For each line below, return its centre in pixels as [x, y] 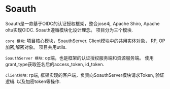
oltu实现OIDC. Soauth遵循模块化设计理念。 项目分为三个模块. [69, 30]
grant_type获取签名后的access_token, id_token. [55, 64]
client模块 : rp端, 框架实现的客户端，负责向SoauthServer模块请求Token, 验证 [85, 75]
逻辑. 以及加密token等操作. [33, 81]
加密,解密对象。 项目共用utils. [36, 47]
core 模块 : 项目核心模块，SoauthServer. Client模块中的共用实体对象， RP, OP [85, 41]
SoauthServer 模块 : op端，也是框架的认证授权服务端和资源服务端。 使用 [79, 58]
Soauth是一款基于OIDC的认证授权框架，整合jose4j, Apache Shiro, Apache [82, 23]
